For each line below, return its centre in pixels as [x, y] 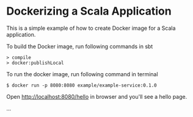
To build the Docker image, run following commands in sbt [80, 46]
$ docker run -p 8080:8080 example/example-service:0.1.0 [82, 85]
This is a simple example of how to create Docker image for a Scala [91, 28]
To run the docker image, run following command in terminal [82, 74]
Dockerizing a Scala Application [89, 11]
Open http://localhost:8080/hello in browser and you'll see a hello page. [97, 96]
